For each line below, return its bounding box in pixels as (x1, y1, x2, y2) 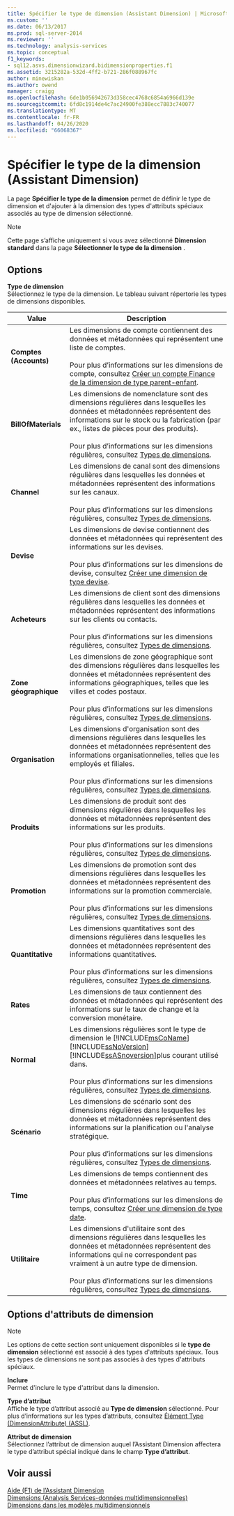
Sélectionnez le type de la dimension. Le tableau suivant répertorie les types (7, 290, 227, 298)
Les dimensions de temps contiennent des (69, 1169, 208, 1179)
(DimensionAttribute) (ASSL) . (7, 1419, 91, 1428)
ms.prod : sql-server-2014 (7, 29, 82, 37)
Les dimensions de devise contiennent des (69, 525, 210, 535)
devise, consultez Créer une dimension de (69, 568, 208, 578)
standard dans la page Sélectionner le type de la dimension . (7, 244, 186, 252)
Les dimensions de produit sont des (69, 797, 187, 806)
